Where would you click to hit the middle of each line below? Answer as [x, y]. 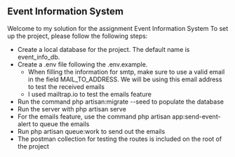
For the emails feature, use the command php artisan [94, 116]
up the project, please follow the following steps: [78, 36]
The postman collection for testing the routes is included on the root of [120, 139]
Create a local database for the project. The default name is [103, 49]
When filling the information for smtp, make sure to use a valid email [126, 71]
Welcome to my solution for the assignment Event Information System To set [118, 28]
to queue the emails [61, 124]
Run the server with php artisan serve [72, 109]
